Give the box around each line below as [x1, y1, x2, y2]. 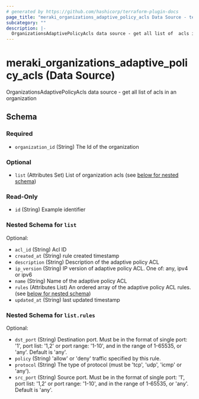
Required [6, 130, 33, 138]
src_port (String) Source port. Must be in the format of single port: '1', [14, 374, 185, 381]
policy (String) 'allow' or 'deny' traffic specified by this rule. [14, 355, 161, 362]
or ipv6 [14, 271, 33, 278]
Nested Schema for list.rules [6, 311, 96, 319]
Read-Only [6, 192, 38, 200]
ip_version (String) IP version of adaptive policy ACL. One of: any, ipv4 [14, 264, 188, 272]
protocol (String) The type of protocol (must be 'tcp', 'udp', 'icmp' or [14, 361, 182, 368]
